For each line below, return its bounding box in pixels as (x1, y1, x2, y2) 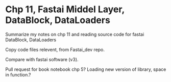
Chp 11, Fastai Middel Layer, (5, 4, 125, 15)
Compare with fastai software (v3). (5, 56, 79, 62)
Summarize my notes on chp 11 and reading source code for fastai (5, 31, 144, 37)
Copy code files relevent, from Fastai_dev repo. (5, 46, 105, 52)
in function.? (5, 71, 31, 77)
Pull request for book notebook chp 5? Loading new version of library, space (5, 66, 166, 72)
